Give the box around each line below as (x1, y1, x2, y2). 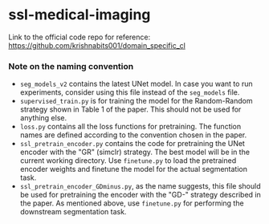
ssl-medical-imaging (8, 6, 151, 24)
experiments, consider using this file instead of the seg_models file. (19, 88, 240, 97)
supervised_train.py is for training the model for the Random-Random (19, 96, 253, 106)
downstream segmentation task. (19, 207, 127, 217)
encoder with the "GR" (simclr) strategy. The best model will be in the (19, 147, 251, 157)
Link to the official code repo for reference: (8, 32, 151, 42)
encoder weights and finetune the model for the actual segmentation (19, 165, 247, 174)
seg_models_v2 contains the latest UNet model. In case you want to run (19, 79, 253, 89)
